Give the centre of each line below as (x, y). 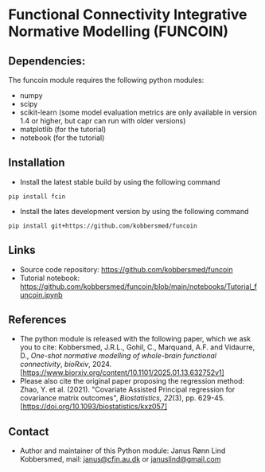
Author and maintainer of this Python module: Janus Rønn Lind (123, 451)
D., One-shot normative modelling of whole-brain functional (118, 356)
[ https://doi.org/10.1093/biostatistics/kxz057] (94, 407)
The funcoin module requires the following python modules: (106, 80)
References (37, 320)
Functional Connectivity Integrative (128, 15)
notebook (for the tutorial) (62, 138)
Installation (37, 163)
